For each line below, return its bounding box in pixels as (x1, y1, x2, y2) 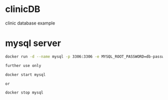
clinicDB (5, 3, 40, 15)
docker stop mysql (5, 90, 43, 95)
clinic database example (5, 20, 55, 26)
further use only (5, 63, 41, 68)
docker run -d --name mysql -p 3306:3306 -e (5, 54, 99, 59)
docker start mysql (5, 72, 46, 77)
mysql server (5, 37, 61, 49)
